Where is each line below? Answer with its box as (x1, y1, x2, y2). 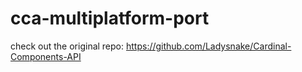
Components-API (10, 50, 82, 62)
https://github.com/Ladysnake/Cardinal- (125, 40, 292, 52)
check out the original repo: (10, 40, 125, 52)
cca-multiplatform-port (10, 7, 210, 30)
